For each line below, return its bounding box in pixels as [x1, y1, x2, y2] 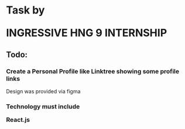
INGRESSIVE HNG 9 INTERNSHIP [6, 26, 167, 40]
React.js [6, 116, 30, 124]
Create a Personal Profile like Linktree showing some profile [6, 67, 180, 75]
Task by [6, 4, 45, 17]
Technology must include [6, 102, 80, 110]
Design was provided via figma [6, 87, 81, 94]
